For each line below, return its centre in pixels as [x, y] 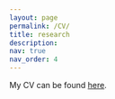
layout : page [34, 18]
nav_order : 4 [34, 59]
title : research [40, 34]
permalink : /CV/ [40, 26]
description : [34, 43]
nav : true [28, 51]
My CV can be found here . [58, 85]
